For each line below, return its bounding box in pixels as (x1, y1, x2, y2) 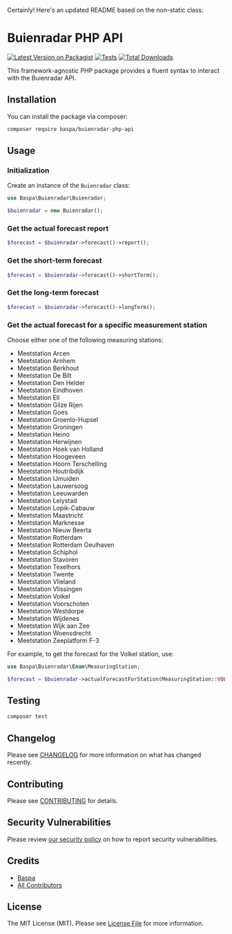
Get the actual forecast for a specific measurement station (7, 320, 208, 330)
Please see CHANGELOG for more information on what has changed (7, 751, 202, 759)
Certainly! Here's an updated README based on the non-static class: (7, 6, 204, 14)
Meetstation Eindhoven (17, 386, 83, 394)
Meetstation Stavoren (17, 555, 79, 563)
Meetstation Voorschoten (17, 599, 90, 608)
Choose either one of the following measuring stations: (7, 335, 164, 344)
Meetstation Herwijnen (17, 437, 82, 446)
